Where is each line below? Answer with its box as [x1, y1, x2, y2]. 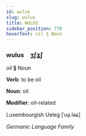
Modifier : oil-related [6, 99, 56, 107]
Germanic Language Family [6, 123, 74, 131]
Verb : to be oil [6, 76, 42, 83]
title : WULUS [6, 20, 39, 26]
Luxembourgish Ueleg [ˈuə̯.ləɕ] [6, 111, 81, 119]
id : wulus [6, 8, 31, 15]
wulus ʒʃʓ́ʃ [6, 51, 43, 59]
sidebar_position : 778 [6, 25, 62, 32]
